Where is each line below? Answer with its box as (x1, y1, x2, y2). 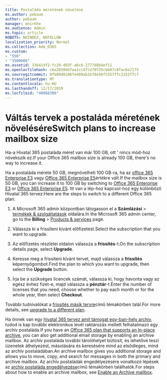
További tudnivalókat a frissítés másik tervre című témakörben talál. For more (5, 301, 161, 307)
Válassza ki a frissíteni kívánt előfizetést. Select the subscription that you (12, 226, 161, 232)
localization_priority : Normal (5, 40, 70, 45)
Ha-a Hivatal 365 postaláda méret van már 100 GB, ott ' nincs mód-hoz (5, 150, 151, 156)
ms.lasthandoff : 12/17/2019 (5, 86, 64, 91)
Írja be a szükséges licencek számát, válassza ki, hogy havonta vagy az (12, 276, 160, 282)
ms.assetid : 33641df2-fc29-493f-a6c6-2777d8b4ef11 (5, 63, 112, 68)
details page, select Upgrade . (12, 246, 74, 252)
